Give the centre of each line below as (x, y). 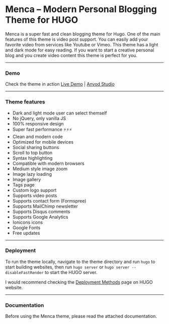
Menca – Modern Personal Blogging (81, 9)
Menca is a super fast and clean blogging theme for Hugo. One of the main (83, 34)
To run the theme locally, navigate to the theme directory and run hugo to (80, 262)
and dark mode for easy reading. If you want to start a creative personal (80, 50)
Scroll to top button (32, 153)
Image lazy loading (32, 174)
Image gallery (27, 179)
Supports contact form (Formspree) (49, 201)
